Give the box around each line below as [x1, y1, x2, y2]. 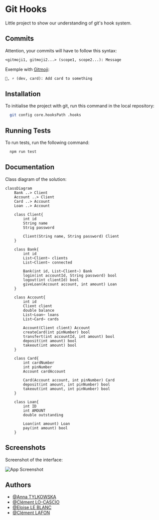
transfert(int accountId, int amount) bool [23, 334, 115, 339]
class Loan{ [14, 399, 39, 404]
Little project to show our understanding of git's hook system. [5, 20, 132, 26]
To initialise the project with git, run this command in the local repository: [5, 103, 155, 109]
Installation [5, 90, 41, 98]
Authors [5, 481, 31, 489]
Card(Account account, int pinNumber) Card [23, 378, 115, 383]
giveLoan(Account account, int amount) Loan [23, 281, 117, 287]
